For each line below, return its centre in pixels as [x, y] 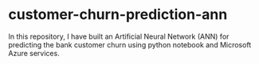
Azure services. [34, 53]
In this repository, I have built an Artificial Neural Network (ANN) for [119, 36]
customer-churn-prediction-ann [118, 15]
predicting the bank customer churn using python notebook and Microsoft [130, 44]
